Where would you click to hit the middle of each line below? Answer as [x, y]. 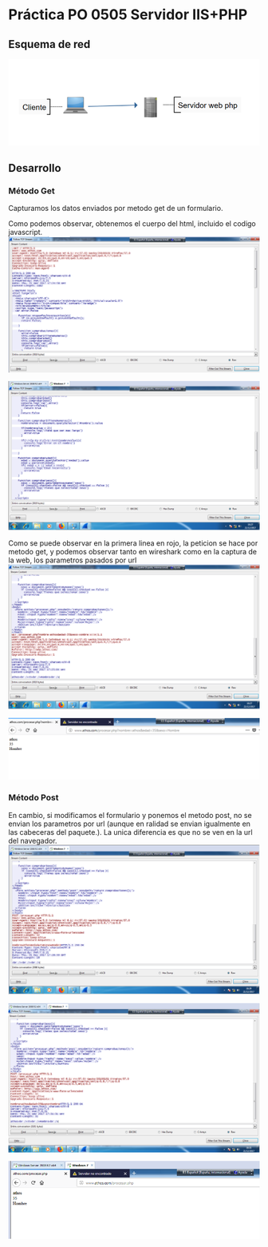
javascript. [26, 232]
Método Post [33, 798]
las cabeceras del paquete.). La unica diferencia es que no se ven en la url [130, 832]
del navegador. [33, 840]
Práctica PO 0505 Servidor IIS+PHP [128, 15]
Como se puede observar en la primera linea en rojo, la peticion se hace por [133, 543]
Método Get [32, 191]
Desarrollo [35, 168]
